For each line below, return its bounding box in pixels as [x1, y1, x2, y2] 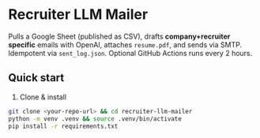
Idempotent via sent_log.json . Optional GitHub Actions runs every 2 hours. [8, 48, 253, 58]
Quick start [8, 71, 65, 84]
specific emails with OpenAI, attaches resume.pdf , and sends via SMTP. [8, 39, 243, 49]
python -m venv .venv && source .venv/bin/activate [8, 114, 182, 123]
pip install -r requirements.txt [8, 122, 119, 130]
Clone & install [19, 92, 67, 102]
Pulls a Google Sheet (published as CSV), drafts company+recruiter [8, 32, 231, 41]
